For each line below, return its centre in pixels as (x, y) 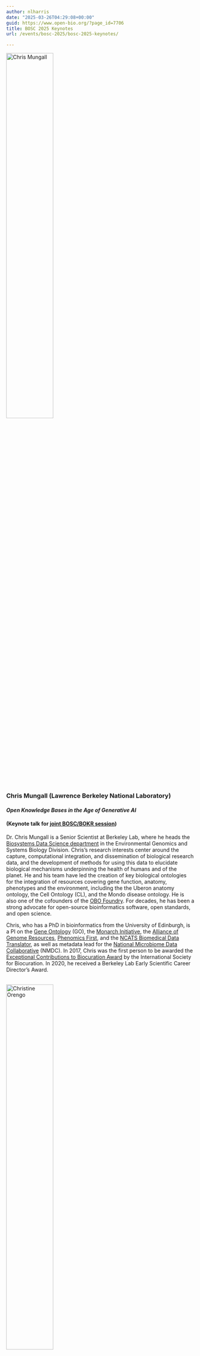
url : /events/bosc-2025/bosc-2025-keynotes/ (62, 34)
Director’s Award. (27, 970)
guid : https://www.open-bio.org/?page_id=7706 (65, 23)
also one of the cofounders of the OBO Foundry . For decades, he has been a (100, 901)
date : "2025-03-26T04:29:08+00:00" (50, 17)
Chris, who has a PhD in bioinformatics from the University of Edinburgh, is (98, 925)
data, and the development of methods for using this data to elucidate (92, 862)
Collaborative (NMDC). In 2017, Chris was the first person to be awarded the (99, 950)
